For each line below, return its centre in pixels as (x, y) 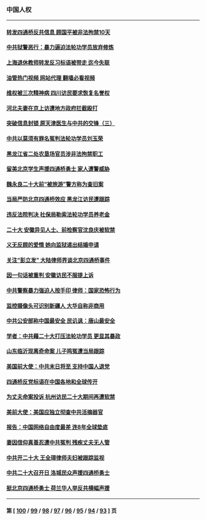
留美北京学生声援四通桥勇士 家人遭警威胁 (58, 169)
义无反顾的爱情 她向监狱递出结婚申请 (53, 245)
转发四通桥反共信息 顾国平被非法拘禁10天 (58, 32)
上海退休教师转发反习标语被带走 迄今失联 (58, 63)
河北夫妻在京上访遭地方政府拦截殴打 (52, 108)
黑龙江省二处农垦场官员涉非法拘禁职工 (55, 153)
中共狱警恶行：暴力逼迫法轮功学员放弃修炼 (60, 47)
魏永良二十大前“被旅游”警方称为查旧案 (55, 184)
